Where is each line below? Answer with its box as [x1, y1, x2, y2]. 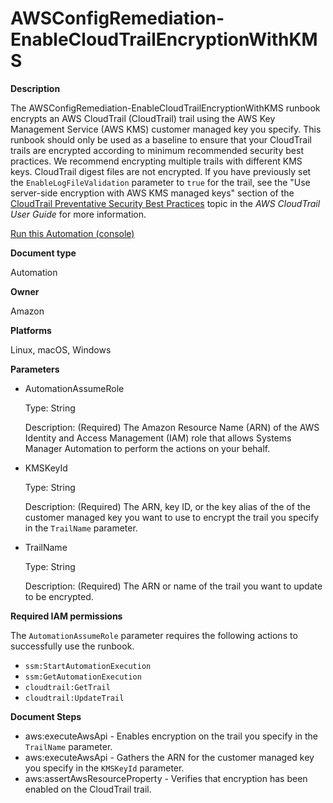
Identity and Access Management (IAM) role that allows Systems [24, 432, 292, 444]
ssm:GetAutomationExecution [24, 672, 142, 682]
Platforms [10, 324, 52, 336]
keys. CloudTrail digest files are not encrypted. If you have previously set [10, 165, 312, 177]
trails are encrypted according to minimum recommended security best [10, 144, 304, 156]
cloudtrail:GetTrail [24, 682, 111, 692]
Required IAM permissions [10, 610, 123, 622]
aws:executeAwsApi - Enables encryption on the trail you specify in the [24, 730, 319, 742]
